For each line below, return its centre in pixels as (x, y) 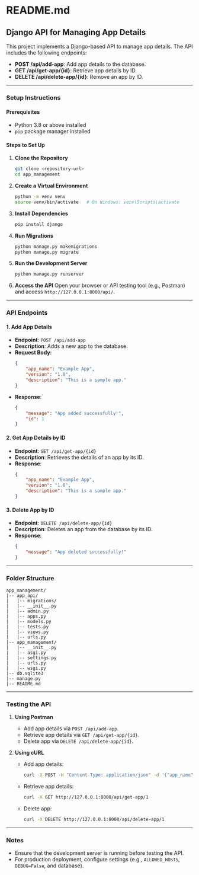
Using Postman (34, 717)
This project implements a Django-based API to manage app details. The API (99, 46)
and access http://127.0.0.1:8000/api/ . (65, 292)
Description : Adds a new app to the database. (71, 346)
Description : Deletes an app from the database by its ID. (84, 529)
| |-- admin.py (28, 611)
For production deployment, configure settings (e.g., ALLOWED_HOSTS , (97, 860)
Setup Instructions (33, 97)
